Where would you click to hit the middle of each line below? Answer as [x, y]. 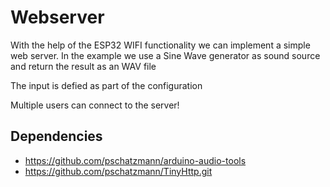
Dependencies [56, 136]
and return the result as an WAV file [83, 66]
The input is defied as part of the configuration [106, 85]
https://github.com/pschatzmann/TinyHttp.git [118, 171]
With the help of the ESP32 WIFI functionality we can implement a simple [160, 45]
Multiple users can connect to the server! [95, 105]
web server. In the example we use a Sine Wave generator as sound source [165, 55]
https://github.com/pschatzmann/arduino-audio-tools [135, 160]
